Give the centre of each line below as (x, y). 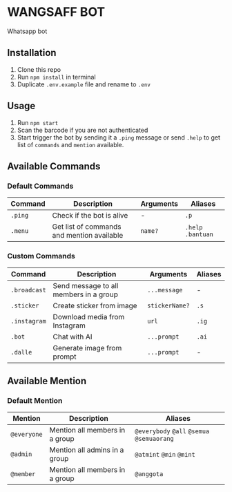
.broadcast (28, 290)
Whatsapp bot (27, 31)
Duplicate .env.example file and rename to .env (84, 84)
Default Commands (40, 186)
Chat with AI (72, 337)
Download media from (89, 316)
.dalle (21, 352)
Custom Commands (41, 256)
